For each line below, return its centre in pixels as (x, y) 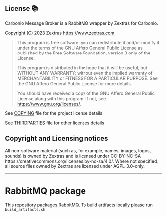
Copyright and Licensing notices (57, 138)
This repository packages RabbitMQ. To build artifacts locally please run (79, 205)
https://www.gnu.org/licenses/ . (49, 104)
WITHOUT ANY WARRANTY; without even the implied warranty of (85, 73)
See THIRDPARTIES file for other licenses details (55, 123)
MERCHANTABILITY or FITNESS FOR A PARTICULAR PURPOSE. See (87, 78)
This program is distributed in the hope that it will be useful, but (82, 68)
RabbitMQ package (45, 191)
